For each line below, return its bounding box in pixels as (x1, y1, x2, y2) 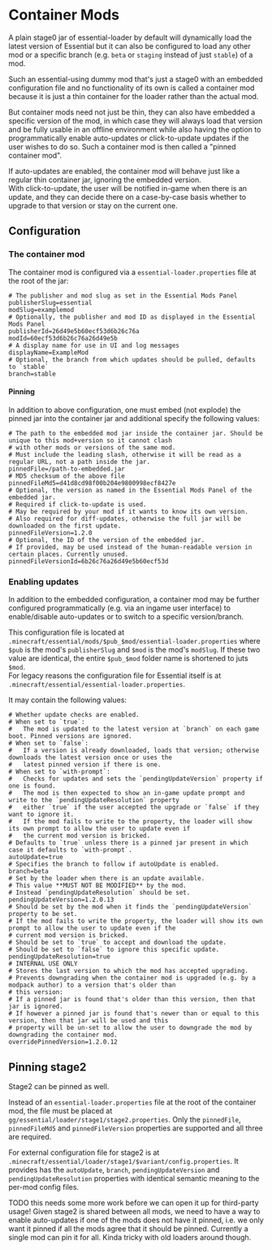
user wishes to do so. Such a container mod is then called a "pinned (8, 141, 237, 151)
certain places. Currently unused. (8, 550, 129, 558)
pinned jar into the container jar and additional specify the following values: (8, 413, 260, 423)
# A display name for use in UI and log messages (8, 341, 180, 349)
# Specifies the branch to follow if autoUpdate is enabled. (8, 860, 220, 869)
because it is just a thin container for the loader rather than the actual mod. (8, 91, 259, 101)
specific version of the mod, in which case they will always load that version (8, 115, 263, 125)
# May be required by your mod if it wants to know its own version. (8, 507, 249, 515)
